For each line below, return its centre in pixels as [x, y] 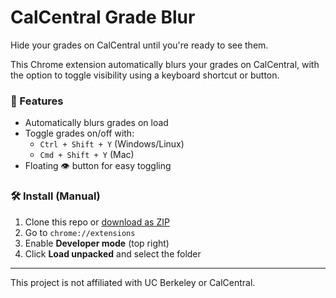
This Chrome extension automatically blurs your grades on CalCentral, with [165, 64]
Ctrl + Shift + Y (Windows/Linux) [112, 144]
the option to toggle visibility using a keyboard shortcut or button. [145, 75]
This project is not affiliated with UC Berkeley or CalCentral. [133, 282]
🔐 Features [37, 101]
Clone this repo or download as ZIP [97, 222]
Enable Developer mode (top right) [97, 243]
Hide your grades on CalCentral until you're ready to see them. [139, 45]
